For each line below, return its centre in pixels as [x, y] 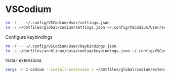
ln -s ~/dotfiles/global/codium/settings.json [55, 27]
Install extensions [24, 60]
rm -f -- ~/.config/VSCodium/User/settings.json [57, 23]
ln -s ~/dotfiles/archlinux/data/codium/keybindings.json [68, 51]
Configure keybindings [29, 37]
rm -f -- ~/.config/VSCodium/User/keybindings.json [61, 46]
